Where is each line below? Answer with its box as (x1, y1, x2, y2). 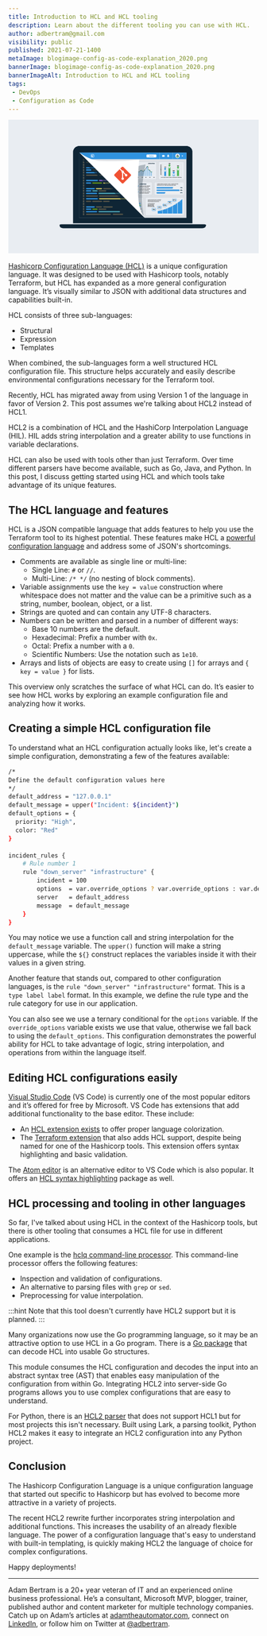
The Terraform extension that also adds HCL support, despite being (19, 1133, 242, 1143)
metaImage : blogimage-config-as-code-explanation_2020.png (8, 55, 208, 63)
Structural (19, 326, 53, 335)
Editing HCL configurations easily (8, 1071, 178, 1085)
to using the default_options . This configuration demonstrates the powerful (8, 1031, 257, 1041)
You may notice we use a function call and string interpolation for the (8, 933, 234, 942)
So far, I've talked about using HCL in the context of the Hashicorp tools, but (8, 1218, 258, 1228)
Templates (19, 342, 54, 353)
